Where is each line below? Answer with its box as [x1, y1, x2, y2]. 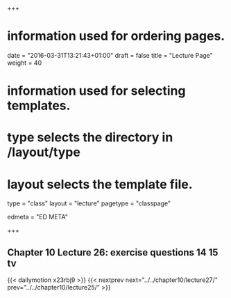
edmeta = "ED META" [7, 213, 68, 221]
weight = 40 [7, 58, 42, 67]
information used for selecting [7, 83, 186, 99]
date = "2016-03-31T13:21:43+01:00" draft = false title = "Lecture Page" [7, 51, 213, 59]
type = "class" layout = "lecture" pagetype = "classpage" [7, 199, 171, 207]
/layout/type [7, 144, 81, 160]
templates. [7, 98, 71, 113]
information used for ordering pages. [7, 29, 225, 44]
